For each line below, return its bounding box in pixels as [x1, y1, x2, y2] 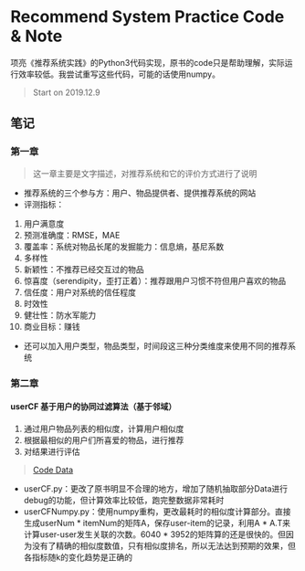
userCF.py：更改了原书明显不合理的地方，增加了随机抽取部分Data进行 [23, 482, 289, 494]
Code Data [32, 464, 74, 475]
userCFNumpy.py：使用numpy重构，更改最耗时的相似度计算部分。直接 [23, 505, 291, 517]
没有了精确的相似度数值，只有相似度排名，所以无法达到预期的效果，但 [31, 540, 296, 551]
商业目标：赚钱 [23, 321, 80, 332]
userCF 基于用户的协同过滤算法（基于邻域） [10, 401, 177, 412]
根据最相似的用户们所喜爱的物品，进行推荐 [23, 434, 184, 445]
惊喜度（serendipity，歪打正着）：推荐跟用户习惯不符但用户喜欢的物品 [23, 275, 287, 286]
